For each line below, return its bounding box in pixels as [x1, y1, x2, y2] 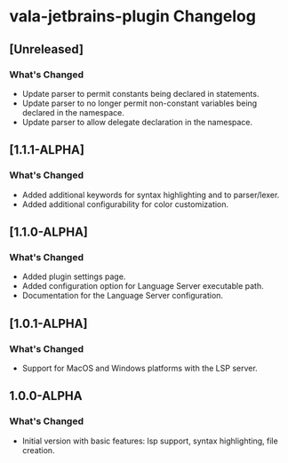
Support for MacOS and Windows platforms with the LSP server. [21, 363, 258, 373]
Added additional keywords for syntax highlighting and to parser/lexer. [21, 189, 280, 200]
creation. [21, 444, 55, 455]
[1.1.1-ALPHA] [9, 142, 84, 157]
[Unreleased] [9, 42, 84, 57]
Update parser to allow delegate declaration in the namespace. [21, 116, 253, 127]
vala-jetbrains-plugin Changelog [9, 6, 256, 27]
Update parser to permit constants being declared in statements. [21, 88, 260, 99]
